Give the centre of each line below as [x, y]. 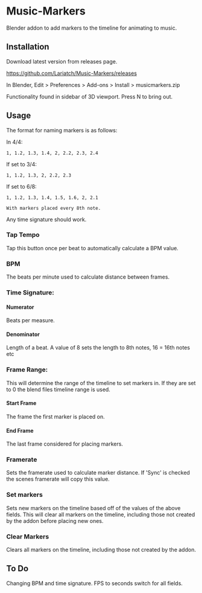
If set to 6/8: [22, 186]
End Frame [20, 430]
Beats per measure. [31, 320]
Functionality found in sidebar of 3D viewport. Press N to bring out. [90, 96]
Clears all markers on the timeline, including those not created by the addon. [101, 550]
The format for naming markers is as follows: [62, 130]
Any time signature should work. [46, 219]
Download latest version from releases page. [62, 61]
